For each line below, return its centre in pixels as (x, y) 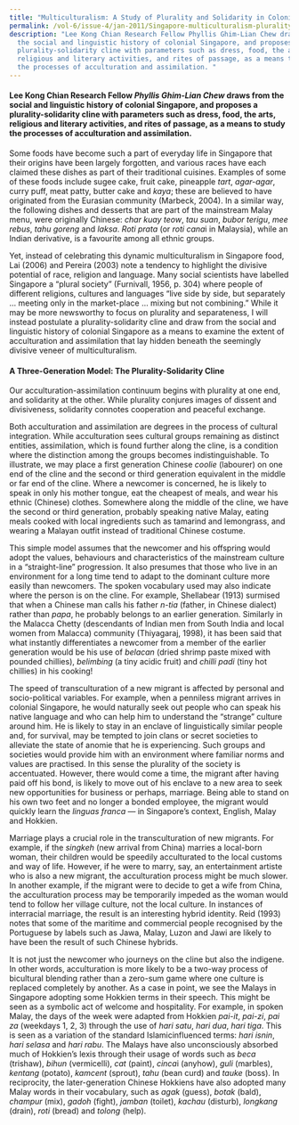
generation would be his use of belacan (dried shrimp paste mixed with (140, 652)
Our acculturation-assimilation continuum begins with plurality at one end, (145, 391)
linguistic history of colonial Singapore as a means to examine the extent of (147, 331)
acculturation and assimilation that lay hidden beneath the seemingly (135, 341)
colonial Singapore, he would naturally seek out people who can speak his (145, 707)
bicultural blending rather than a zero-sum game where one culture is (137, 978)
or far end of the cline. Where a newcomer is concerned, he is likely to (138, 484)
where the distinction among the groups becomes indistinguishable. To (139, 455)
